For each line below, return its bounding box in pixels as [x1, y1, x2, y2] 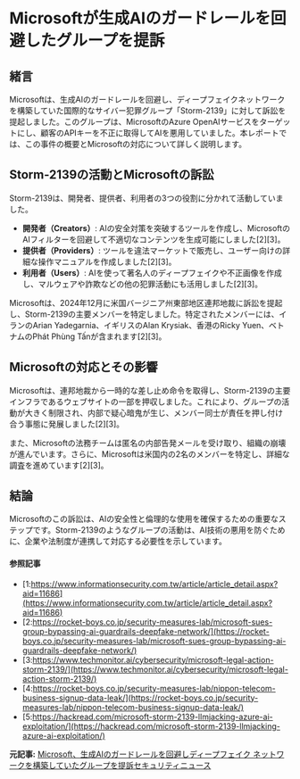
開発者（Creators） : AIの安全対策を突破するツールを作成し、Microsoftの [21, 222, 290, 233]
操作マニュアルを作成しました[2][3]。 [37, 256, 177, 267]
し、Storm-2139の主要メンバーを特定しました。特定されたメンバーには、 [9, 309, 279, 319]
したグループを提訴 [25, 30, 165, 51]
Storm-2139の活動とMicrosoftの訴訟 [9, 167, 214, 183]
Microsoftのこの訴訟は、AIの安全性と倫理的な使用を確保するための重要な [9, 514, 279, 525]
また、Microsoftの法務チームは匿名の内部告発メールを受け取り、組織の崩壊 [9, 437, 287, 448]
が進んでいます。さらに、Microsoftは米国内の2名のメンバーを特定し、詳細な [9, 448, 290, 460]
